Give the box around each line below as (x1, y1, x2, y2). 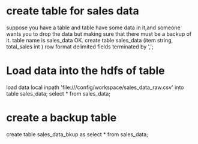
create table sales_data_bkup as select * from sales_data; (6, 130, 149, 138)
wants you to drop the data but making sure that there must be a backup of (6, 30, 192, 37)
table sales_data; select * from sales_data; (6, 90, 111, 97)
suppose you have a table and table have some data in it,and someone (6, 24, 181, 31)
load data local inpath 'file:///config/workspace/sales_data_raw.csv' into (6, 84, 184, 91)
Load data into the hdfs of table (6, 64, 165, 78)
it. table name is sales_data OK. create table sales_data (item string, (6, 36, 173, 44)
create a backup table (6, 111, 117, 125)
